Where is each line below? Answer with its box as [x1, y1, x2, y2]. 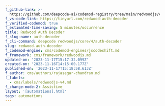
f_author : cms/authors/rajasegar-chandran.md [5, 71, 100, 76]
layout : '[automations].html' [5, 89, 67, 94]
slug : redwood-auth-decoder [5, 43, 63, 48]
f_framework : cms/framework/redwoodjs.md [5, 52, 91, 58]
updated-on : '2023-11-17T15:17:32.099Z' [5, 57, 89, 62]
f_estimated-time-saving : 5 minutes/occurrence [5, 25, 105, 30]
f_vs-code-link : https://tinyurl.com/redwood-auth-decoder [5, 16, 129, 21]
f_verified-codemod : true [5, 21, 58, 26]
